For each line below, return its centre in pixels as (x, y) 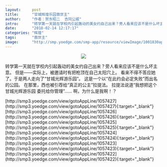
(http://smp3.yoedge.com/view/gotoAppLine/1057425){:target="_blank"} (80, 127)
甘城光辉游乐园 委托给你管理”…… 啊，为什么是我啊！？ (61, 91)
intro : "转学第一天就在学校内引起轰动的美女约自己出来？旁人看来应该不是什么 (81, 24)
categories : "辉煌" (25, 33)
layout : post (23, 10)
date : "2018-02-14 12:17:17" (42, 28)
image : (12, 42)
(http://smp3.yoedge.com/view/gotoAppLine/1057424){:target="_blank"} (80, 138)
